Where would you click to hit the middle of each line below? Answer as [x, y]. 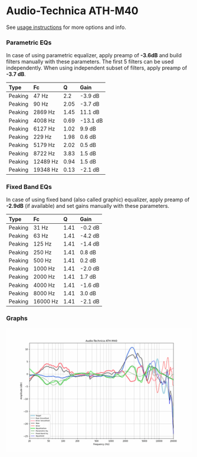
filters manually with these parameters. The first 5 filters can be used [90, 62]
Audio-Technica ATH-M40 [72, 11]
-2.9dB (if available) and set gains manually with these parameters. [88, 206]
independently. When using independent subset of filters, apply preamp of [97, 68]
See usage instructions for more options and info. [66, 27]
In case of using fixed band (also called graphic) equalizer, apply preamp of [98, 200]
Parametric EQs [29, 43]
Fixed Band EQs [29, 187]
